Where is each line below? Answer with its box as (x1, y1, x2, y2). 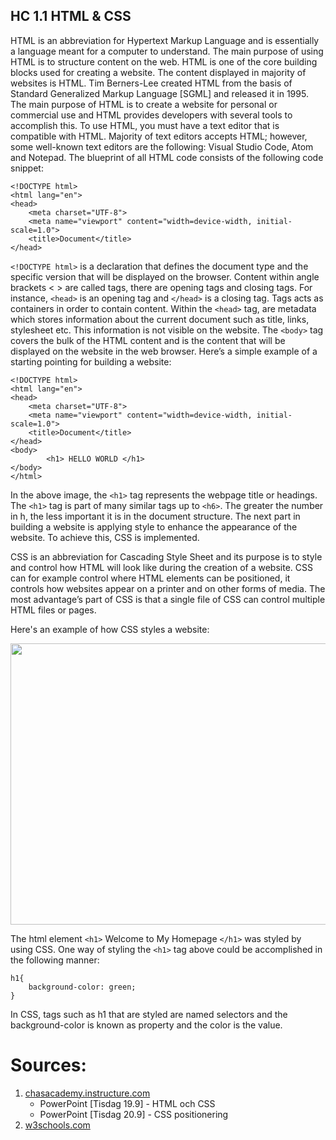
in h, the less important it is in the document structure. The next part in (10, 510, 301, 522)
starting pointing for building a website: (10, 355, 172, 368)
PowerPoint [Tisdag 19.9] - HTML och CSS (39, 1097, 216, 1109)
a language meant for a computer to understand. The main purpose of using (10, 45, 324, 57)
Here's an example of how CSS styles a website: (10, 623, 210, 635)
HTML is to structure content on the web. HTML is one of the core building (10, 55, 318, 68)
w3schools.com (24, 1119, 91, 1131)
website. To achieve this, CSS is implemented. (10, 531, 200, 543)
